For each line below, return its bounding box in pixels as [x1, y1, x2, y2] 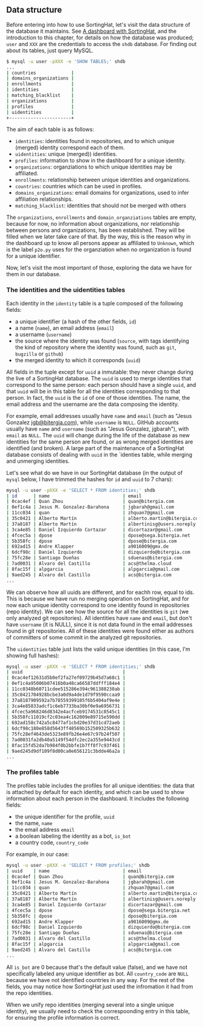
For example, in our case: [6, 850, 69, 858]
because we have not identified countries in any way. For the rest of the [6, 976, 185, 983]
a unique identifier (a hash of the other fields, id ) [14, 318, 137, 325]
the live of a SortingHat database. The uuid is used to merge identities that [6, 374, 192, 382]
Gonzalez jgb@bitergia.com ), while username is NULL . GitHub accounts [6, 419, 179, 426]
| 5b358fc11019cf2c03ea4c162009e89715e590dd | [6, 714, 126, 721]
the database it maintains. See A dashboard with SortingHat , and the [6, 27, 177, 35]
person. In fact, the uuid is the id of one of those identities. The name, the [6, 394, 190, 401]
